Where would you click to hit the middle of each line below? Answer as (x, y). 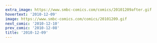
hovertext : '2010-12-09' (31, 14)
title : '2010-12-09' (27, 33)
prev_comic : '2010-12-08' (32, 28)
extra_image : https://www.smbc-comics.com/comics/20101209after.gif (78, 10)
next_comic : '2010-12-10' (32, 23)
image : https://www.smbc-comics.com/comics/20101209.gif (66, 19)
